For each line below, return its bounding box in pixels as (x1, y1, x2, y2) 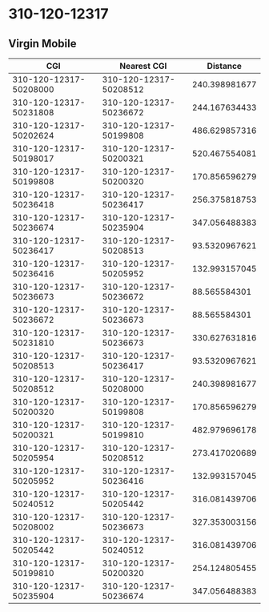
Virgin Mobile (8, 37, 77, 50)
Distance (207, 61, 243, 71)
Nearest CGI (119, 61, 167, 71)
